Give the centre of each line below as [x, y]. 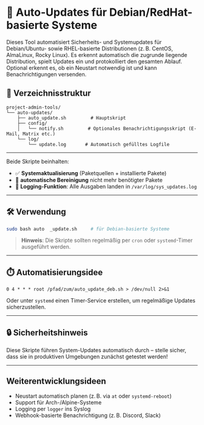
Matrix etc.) [39, 134]
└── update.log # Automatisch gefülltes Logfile [99, 144]
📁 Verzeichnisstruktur [49, 93]
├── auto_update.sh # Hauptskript [72, 118]
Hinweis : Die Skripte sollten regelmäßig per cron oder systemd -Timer [107, 240]
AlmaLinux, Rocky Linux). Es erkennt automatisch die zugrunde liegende [97, 55]
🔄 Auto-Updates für [57, 12]
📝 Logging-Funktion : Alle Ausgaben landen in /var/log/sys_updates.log [106, 186]
